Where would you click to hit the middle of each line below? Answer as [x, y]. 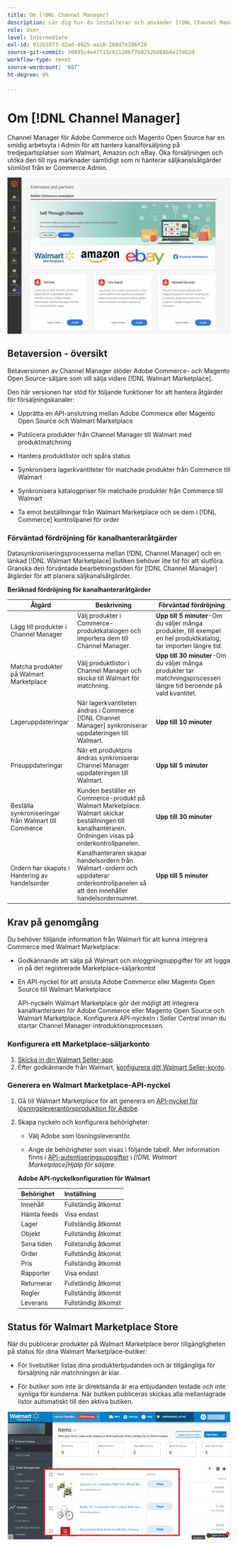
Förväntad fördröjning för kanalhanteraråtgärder [92, 538]
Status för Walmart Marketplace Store [93, 1327]
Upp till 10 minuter [184, 722]
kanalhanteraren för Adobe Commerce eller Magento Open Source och [121, 1011]
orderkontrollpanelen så [112, 883]
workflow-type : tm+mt [39, 60]
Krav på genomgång [53, 922]
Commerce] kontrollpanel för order [68, 519]
